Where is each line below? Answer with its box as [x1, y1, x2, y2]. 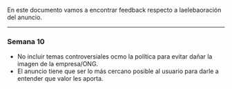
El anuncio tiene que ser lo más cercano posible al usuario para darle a [17, 67, 219, 75]
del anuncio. [7, 13, 43, 21]
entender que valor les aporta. [17, 75, 104, 83]
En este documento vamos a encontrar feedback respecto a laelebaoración [7, 6, 222, 14]
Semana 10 [7, 37, 45, 46]
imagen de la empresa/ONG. [17, 60, 99, 68]
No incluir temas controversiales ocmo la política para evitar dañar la [17, 52, 213, 61]
